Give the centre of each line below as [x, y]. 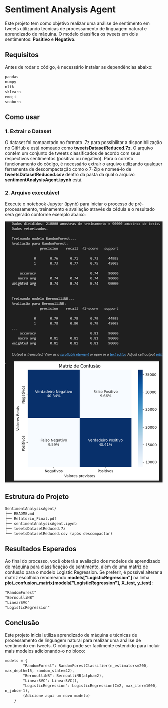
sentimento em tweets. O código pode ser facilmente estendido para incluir [83, 645]
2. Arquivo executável [32, 193]
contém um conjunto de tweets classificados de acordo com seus [73, 153]
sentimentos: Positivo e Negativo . [40, 39]
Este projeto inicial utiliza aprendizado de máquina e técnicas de [71, 635]
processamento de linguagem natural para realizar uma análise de [73, 640]
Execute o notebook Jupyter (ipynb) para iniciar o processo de [69, 204]
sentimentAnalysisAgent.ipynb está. [44, 180]
